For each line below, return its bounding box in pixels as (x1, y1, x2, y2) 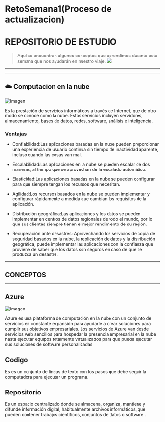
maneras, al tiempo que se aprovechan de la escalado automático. (12, 167, 147, 172)
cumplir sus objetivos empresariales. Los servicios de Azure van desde (5, 326, 149, 332)
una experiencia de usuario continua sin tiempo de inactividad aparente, (12, 146, 159, 153)
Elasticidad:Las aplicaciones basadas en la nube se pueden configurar (12, 176, 155, 182)
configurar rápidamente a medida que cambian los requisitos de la (12, 196, 147, 202)
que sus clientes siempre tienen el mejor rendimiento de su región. (12, 221, 147, 227)
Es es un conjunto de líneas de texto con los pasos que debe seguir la (5, 368, 146, 374)
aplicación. (12, 201, 35, 207)
